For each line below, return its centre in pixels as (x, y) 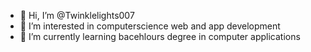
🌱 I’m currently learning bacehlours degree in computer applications (160, 36)
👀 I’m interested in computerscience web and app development (150, 26)
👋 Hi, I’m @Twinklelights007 (77, 15)
